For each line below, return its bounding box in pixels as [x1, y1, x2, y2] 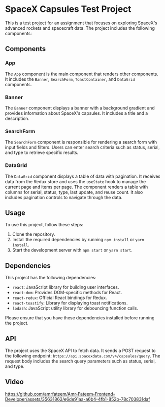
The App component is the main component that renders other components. [5, 71, 159, 77]
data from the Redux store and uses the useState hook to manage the [5, 178, 146, 184]
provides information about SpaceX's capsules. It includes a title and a [5, 110, 148, 116]
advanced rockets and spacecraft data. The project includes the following [5, 25, 155, 31]
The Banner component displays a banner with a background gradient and [5, 105, 155, 111]
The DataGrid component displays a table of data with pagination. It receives [5, 173, 161, 179]
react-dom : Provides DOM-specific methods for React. [12, 290, 122, 296]
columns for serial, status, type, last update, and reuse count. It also [5, 189, 143, 195]
